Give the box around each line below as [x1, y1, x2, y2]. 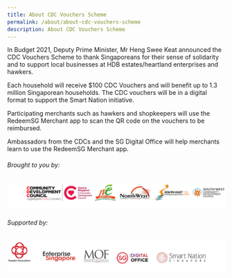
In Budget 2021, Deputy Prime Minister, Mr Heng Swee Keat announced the [7, 46, 222, 54]
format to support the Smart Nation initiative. [7, 96, 134, 104]
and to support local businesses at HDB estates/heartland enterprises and [7, 60, 219, 69]
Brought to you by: [7, 160, 60, 169]
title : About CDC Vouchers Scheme [7, 11, 107, 18]
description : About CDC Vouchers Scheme [7, 26, 126, 33]
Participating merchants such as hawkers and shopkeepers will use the [7, 110, 211, 118]
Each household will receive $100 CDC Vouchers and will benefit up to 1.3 [7, 81, 218, 89]
